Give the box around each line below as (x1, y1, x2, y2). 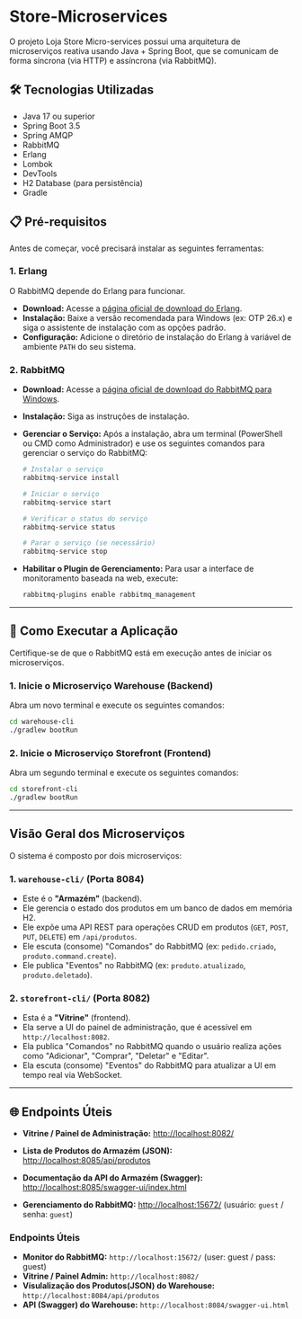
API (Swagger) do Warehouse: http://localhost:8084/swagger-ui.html (22, 1299, 289, 1310)
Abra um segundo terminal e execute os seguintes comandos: (9, 767, 239, 779)
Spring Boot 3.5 (22, 120, 81, 131)
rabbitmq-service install (22, 474, 120, 483)
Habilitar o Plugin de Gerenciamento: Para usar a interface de (22, 564, 254, 575)
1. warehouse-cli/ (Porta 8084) (9, 872, 145, 885)
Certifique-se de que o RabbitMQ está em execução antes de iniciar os (9, 647, 272, 658)
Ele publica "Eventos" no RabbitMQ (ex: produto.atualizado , (22, 960, 246, 971)
